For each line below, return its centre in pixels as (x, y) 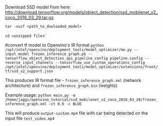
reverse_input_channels (29, 63)
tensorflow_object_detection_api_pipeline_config (57, 58)
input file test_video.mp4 (30, 118)
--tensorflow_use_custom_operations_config (100, 63)
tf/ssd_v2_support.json (29, 71)
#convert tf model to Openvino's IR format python (54, 45)
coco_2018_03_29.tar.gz (29, 17)
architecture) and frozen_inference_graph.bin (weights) (61, 86)
